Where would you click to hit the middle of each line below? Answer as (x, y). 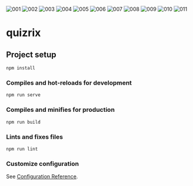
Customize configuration (43, 164)
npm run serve (24, 95)
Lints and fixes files (35, 137)
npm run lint (22, 149)
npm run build (24, 122)
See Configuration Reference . (42, 177)
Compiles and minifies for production (60, 110)
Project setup (31, 54)
